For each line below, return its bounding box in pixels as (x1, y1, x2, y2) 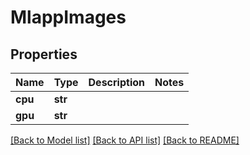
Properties (10, 46, 78, 63)
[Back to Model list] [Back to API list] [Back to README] (10, 134, 240, 146)
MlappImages (10, 6, 127, 29)
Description (88, 76, 145, 89)
